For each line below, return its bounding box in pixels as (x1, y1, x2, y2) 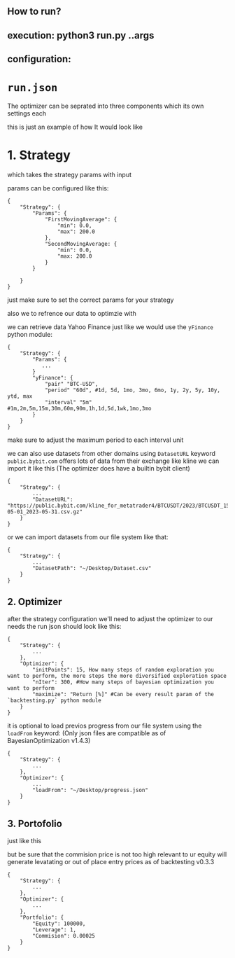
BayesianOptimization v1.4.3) (7, 736, 91, 744)
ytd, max (7, 393, 33, 400)
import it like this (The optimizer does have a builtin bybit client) (7, 464, 190, 473)
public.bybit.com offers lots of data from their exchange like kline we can (7, 457, 220, 465)
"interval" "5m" (44, 399, 92, 406)
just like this (7, 836, 42, 845)
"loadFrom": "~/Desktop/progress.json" (32, 786, 149, 793)
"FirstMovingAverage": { (44, 216, 117, 223)
